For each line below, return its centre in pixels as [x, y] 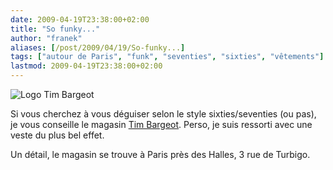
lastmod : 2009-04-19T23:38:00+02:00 [86, 66]
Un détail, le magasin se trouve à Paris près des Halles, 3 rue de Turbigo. [160, 154]
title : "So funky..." [55, 29]
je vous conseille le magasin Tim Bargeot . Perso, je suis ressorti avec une [161, 124]
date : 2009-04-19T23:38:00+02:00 [80, 19]
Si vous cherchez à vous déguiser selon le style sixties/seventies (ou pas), [163, 114]
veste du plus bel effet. [57, 135]
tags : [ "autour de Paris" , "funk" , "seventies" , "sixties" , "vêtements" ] [167, 57]
